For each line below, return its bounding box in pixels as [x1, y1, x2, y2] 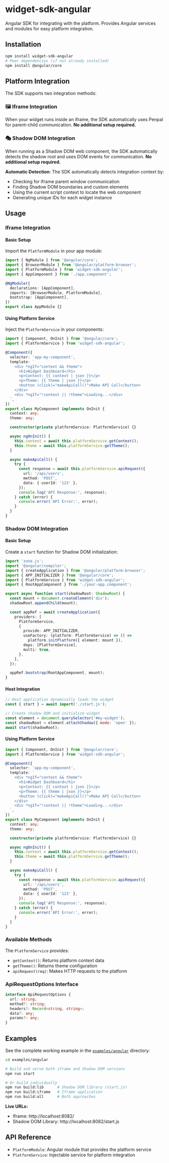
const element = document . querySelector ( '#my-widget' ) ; [5, 715, 125, 721]
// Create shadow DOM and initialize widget [5, 711, 100, 716]
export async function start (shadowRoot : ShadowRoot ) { [5, 591, 125, 596]
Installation [5, 40, 41, 49]
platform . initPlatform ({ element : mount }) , [27, 638, 123, 643]
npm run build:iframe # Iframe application [5, 1089, 102, 1095]
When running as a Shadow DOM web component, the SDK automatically [5, 148, 158, 154]
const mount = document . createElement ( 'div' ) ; [10, 596, 109, 601]
